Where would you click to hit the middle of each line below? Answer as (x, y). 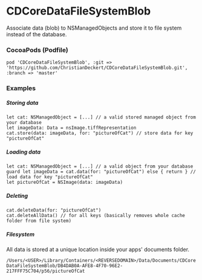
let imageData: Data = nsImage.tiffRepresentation (71, 128)
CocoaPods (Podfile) (37, 50)
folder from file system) (39, 221)
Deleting (17, 195)
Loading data (24, 152)
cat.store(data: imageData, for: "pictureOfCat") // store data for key (100, 133)
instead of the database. (37, 34)
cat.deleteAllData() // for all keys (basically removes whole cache (96, 216)
